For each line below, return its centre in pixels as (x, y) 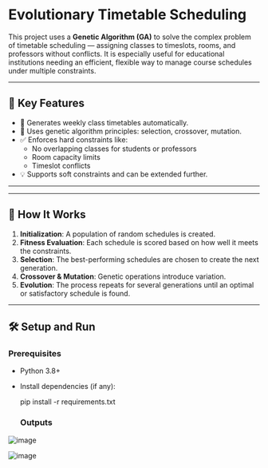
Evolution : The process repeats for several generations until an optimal (137, 284)
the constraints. (45, 251)
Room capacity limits (66, 157)
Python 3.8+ (40, 371)
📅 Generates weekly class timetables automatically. (104, 122)
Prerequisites (35, 353)
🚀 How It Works (47, 214)
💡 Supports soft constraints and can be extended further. (114, 174)
